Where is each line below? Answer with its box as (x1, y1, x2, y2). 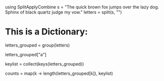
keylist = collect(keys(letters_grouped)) (5, 61, 84, 67)
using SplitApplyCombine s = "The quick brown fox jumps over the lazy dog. (5, 4, 159, 10)
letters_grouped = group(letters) (5, 42, 70, 48)
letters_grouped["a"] (5, 51, 47, 57)
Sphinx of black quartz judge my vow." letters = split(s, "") (5, 9, 122, 15)
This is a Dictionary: (5, 26, 88, 37)
